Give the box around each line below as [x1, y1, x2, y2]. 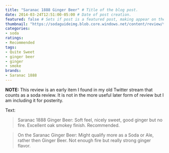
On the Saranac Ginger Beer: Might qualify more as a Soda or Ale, [17, 132, 154, 138]
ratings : [5, 36, 24, 41]
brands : [5, 68, 22, 73]
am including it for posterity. [5, 97, 64, 103]
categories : [5, 26, 30, 31]
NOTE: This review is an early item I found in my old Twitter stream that [5, 87, 153, 93]
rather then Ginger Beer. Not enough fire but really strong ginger [17, 137, 151, 143]
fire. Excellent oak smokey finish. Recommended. [17, 122, 120, 128]
